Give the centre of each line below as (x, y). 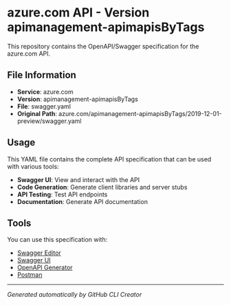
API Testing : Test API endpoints (62, 194)
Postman (30, 275)
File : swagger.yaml (44, 106)
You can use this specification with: (57, 240)
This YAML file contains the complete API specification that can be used (109, 159)
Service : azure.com (45, 91)
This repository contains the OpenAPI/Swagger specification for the (103, 46)
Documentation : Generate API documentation (82, 201)
